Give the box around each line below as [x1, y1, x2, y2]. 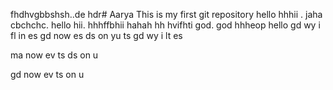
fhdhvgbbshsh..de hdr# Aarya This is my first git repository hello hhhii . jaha [10, 9, 323, 20]
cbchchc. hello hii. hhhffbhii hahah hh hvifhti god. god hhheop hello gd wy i [10, 19, 321, 31]
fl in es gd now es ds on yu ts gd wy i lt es [10, 30, 183, 41]
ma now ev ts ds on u [10, 49, 99, 61]
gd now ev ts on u [10, 69, 85, 80]
